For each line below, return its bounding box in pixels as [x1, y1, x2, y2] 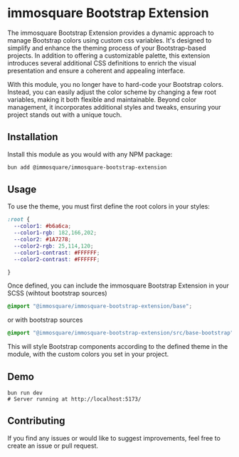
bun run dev [7, 389, 43, 396]
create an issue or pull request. [7, 441, 98, 450]
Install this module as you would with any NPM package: [7, 149, 173, 158]
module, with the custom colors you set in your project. [7, 350, 169, 359]
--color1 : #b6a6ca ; [14, 223, 72, 230]
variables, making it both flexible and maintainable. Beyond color [7, 95, 197, 104]
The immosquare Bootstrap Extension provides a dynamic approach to [7, 28, 215, 37]
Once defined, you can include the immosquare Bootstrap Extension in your [7, 281, 230, 290]
